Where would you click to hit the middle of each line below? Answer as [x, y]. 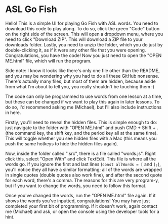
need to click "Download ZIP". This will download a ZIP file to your [74, 39]
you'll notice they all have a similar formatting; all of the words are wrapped [83, 170]
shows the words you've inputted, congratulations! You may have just [78, 201]
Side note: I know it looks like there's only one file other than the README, [82, 70]
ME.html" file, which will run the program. [48, 61]
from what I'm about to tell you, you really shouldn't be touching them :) [80, 86]
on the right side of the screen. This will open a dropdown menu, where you [84, 34]
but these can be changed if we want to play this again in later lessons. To [82, 101]
